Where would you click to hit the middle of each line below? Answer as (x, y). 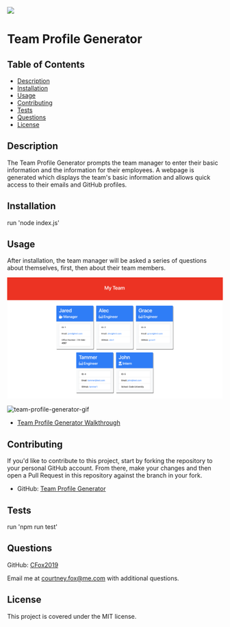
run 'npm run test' (33, 527)
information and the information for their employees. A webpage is (101, 170)
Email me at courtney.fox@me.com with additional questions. (93, 578)
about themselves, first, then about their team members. (87, 268)
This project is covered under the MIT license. (72, 616)
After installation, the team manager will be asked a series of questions (107, 261)
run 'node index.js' (34, 222)
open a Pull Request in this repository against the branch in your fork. (105, 475)
